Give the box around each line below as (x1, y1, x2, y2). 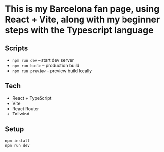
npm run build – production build (12, 63, 80, 68)
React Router (12, 105, 39, 112)
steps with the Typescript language (5, 25, 154, 36)
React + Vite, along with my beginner (5, 14, 160, 25)
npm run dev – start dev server (12, 57, 74, 63)
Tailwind (12, 111, 30, 116)
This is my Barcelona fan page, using (5, 3, 160, 15)
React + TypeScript (12, 95, 52, 101)
